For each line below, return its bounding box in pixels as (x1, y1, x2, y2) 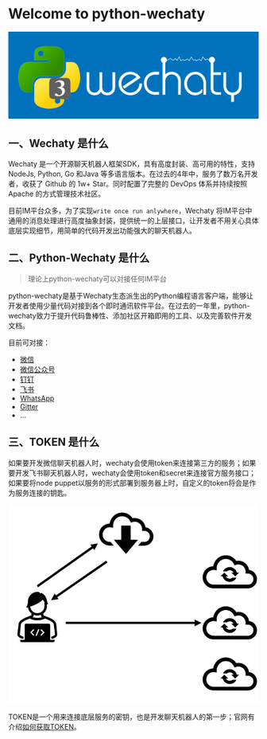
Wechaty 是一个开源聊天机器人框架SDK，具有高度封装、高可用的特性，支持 (8, 158, 256, 168)
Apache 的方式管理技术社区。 (8, 189, 106, 198)
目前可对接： (8, 338, 50, 347)
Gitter (19, 401, 39, 411)
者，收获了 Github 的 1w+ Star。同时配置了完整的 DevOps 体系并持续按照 (8, 178, 248, 188)
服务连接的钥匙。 (14, 487, 72, 498)
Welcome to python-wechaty (8, 5, 206, 23)
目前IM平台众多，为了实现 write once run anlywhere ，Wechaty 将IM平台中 (8, 205, 253, 215)
